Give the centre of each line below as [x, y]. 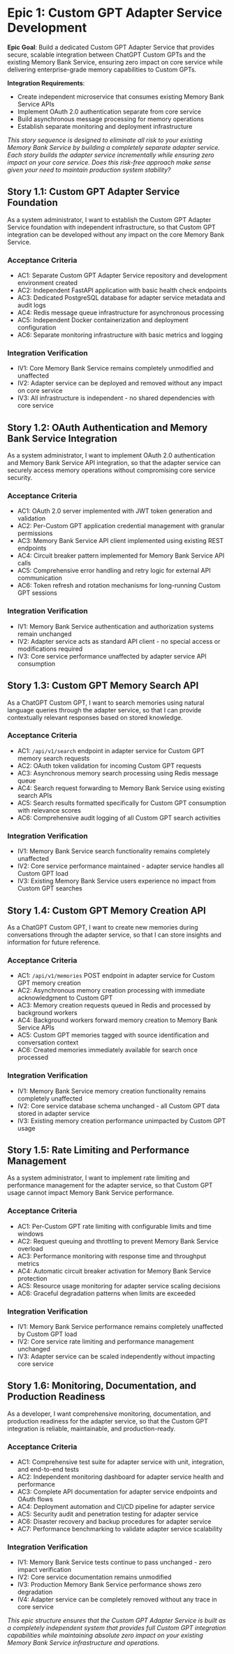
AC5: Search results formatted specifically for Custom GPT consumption [122, 803]
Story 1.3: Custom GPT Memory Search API [103, 685]
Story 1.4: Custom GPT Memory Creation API [107, 910]
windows [30, 1234]
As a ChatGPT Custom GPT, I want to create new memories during [103, 927]
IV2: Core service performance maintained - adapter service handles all [120, 866]
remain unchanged [44, 634]
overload [30, 1248]
